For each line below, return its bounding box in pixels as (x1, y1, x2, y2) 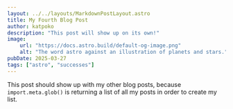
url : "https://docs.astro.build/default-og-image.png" (19, 42, 182, 49)
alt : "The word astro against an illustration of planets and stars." (19, 49, 228, 56)
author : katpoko (7, 23, 54, 30)
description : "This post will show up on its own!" (7, 29, 159, 37)
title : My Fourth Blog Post (7, 17, 89, 23)
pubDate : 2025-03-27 (7, 55, 67, 62)
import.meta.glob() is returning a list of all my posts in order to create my (7, 88, 217, 96)
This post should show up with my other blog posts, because (7, 80, 182, 88)
